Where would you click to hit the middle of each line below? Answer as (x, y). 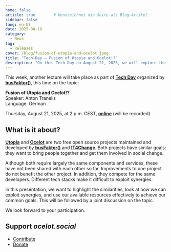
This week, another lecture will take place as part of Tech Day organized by (85, 77)
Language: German (26, 104)
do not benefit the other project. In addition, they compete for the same (80, 174)
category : (16, 34)
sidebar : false (22, 20)
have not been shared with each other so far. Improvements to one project (84, 169)
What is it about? (33, 130)
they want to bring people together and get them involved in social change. (84, 153)
